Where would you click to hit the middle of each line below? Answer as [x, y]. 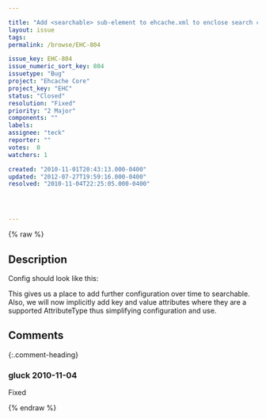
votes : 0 [25, 148]
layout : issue [32, 30]
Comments [36, 335]
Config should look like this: [53, 278]
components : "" [33, 118]
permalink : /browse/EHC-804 [55, 44]
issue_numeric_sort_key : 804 [56, 67]
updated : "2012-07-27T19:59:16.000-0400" [78, 177]
